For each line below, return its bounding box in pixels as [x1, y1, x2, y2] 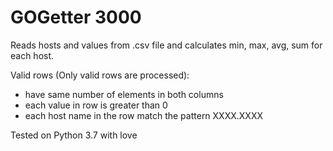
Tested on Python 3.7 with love [10, 129, 138, 141]
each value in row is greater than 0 [24, 99, 168, 111]
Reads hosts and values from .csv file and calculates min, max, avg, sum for [10, 39, 323, 51]
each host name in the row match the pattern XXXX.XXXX [24, 109, 264, 121]
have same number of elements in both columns [24, 88, 224, 100]
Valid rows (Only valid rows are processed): [10, 69, 190, 81]
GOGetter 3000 [10, 6, 142, 29]
